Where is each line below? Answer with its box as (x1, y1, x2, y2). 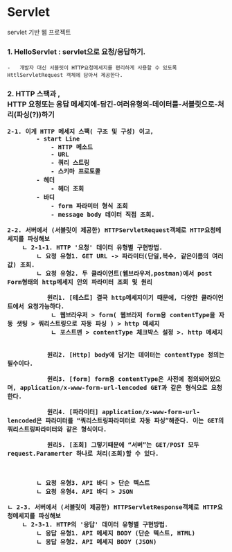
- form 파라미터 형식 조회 (51, 202, 128, 210)
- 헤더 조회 (51, 184, 84, 193)
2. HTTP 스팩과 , (7, 89, 61, 99)
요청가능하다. (27, 302, 64, 310)
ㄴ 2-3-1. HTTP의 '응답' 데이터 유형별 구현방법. (21, 520, 168, 528)
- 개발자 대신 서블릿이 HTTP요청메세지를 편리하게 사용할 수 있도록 (7, 64, 177, 71)
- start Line (35, 134, 80, 143)
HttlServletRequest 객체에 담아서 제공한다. (7, 72, 123, 79)
